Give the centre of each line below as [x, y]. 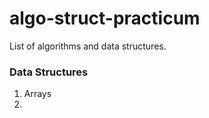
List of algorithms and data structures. [88, 46]
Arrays [37, 94]
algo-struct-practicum [105, 18]
